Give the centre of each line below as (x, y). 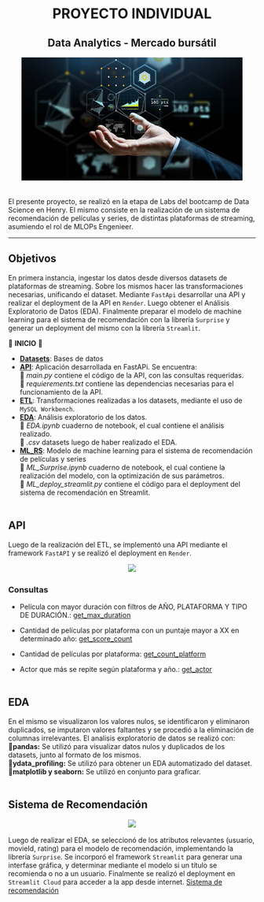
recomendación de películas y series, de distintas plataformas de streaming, (132, 218)
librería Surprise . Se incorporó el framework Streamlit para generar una (125, 856)
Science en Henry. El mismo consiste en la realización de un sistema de (124, 210)
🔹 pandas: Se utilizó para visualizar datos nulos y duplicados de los (117, 746)
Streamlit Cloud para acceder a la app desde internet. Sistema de (115, 882)
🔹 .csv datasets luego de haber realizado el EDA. (98, 442)
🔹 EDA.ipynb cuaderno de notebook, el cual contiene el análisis (122, 425)
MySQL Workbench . (47, 408)
